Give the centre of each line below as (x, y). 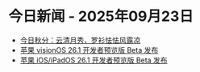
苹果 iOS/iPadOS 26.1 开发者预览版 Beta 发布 (94, 60)
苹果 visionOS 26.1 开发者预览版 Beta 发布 (89, 50)
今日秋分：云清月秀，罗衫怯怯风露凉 (80, 40)
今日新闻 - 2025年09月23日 (101, 16)
